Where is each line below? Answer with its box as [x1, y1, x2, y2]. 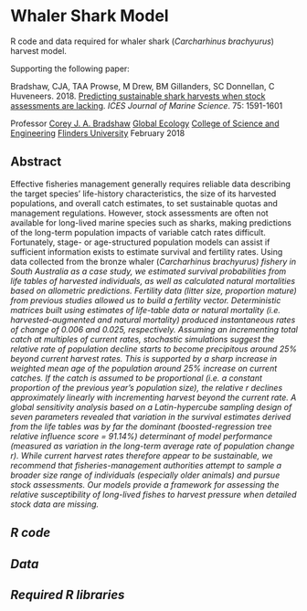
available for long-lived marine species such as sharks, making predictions [10, 216, 291, 228]
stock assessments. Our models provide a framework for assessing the [10, 479, 280, 490]
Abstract [10, 154, 62, 170]
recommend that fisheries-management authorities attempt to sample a [10, 459, 282, 470]
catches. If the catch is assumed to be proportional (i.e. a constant [10, 372, 263, 384]
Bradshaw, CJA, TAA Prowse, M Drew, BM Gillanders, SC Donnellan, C [10, 80, 275, 91]
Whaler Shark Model [10, 5, 169, 26]
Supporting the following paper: [10, 63, 131, 74]
